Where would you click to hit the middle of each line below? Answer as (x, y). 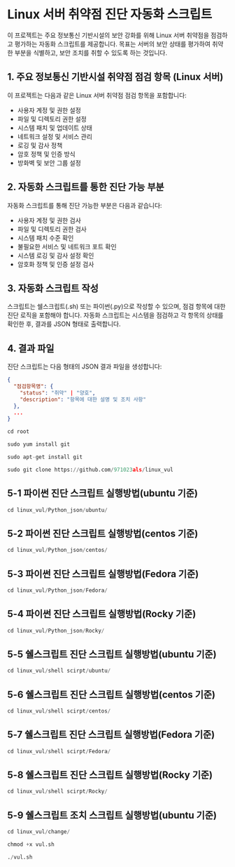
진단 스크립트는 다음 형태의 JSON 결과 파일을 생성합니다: (85, 366)
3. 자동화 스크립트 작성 (53, 288)
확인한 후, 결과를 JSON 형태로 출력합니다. (64, 324)
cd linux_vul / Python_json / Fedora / (58, 590)
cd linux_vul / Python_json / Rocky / (56, 630)
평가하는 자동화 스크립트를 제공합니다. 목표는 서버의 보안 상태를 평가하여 (113, 44)
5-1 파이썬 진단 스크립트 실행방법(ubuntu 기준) (102, 493)
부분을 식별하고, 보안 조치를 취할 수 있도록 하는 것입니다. (91, 53)
